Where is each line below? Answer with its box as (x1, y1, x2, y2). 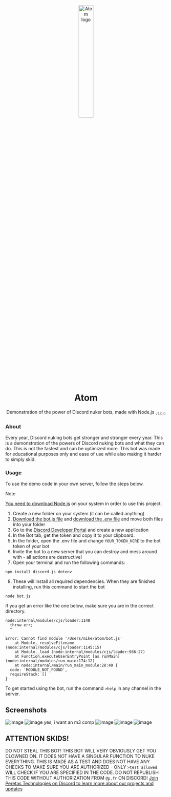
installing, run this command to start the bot (12, 584, 105, 590)
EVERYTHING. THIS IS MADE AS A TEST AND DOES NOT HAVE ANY (5, 758, 150, 765)
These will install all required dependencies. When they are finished (12, 578, 156, 584)
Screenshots (5, 705, 47, 714)
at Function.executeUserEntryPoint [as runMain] (14, 654, 120, 659)
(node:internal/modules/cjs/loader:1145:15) (5, 645, 102, 650)
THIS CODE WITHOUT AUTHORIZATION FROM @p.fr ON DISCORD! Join (5, 774, 158, 781)
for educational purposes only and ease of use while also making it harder (5, 451, 162, 457)
